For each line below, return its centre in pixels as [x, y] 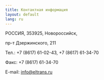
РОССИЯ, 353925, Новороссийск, [41, 33]
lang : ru [14, 19]
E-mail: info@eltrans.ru [29, 72]
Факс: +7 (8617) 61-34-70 [32, 62]
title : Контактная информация [37, 10]
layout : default [22, 14]
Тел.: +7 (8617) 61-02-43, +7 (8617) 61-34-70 [52, 52]
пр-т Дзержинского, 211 [31, 43]
